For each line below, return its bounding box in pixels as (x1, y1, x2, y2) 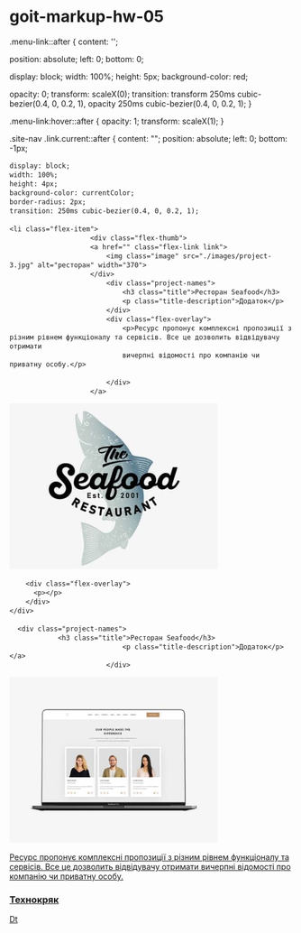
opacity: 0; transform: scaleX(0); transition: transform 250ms (9, 88, 236, 99)
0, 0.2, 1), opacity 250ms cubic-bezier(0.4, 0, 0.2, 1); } (51, 97, 252, 109)
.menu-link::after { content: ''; (9, 36, 119, 47)
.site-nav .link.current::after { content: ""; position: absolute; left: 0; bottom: (9, 133, 288, 143)
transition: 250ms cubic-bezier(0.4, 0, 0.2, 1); (9, 206, 200, 216)
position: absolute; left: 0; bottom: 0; (9, 53, 144, 64)
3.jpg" (9, 260, 34, 270)
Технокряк (9, 893, 59, 906)
